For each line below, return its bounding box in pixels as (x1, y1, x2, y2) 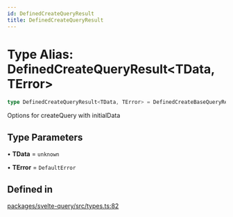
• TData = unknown (7, 150, 60, 158)
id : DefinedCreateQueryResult (7, 10, 95, 17)
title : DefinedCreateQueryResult (7, 17, 104, 24)
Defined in (7, 183, 53, 195)
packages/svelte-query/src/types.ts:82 (7, 202, 119, 210)
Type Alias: (7, 46, 74, 62)
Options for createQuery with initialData (7, 112, 121, 120)
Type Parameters (7, 131, 83, 143)
